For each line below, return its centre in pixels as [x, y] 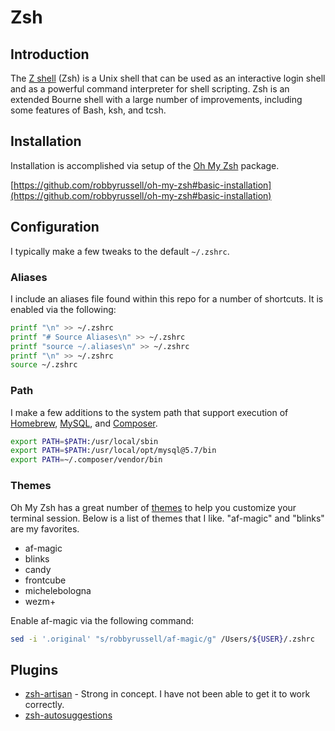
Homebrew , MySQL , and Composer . [84, 423]
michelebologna [58, 590]
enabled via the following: [63, 309]
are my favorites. [45, 528]
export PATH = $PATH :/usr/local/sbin [84, 441]
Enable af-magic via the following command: [102, 620]
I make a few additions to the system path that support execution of [149, 412]
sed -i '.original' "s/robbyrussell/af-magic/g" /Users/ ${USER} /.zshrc [162, 639]
